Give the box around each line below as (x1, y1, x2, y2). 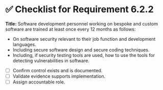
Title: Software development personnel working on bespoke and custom (5, 20, 158, 26)
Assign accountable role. (12, 79, 65, 85)
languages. (12, 41, 37, 47)
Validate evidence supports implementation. (12, 73, 106, 79)
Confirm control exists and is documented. (12, 67, 103, 73)
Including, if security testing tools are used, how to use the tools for (12, 52, 155, 58)
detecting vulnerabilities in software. (12, 57, 89, 64)
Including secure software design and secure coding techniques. (12, 47, 150, 53)
